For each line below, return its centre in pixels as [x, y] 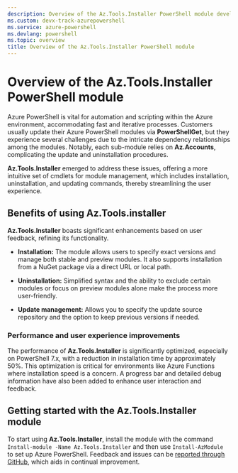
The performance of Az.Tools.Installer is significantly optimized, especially [118, 351]
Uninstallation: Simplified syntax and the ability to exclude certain [114, 281]
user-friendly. [38, 295]
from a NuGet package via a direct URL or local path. [95, 266]
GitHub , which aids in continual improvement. [74, 462]
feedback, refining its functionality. [58, 238]
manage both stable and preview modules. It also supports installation [120, 259]
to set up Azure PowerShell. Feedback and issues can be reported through [116, 454]
